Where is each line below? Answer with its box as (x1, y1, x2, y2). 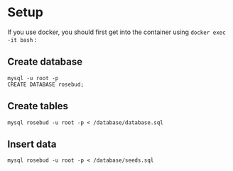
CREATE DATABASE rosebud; (7, 81, 84, 88)
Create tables (7, 100, 69, 112)
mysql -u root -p (7, 75, 59, 82)
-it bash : (7, 35, 37, 43)
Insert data (7, 138, 57, 150)
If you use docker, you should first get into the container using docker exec (7, 28, 226, 36)
